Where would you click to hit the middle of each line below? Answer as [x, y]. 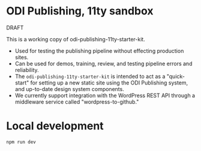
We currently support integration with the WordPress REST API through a [105, 95]
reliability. [27, 70]
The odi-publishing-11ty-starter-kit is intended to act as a [90, 76]
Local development [55, 126]
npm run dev [21, 142]
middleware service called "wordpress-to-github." [77, 102]
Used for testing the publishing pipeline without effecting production [99, 51]
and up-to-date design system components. [69, 89]
